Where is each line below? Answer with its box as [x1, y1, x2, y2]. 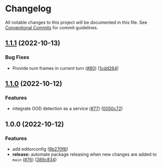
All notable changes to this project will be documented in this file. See [5, 19, 148, 25]
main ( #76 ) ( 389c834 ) [12, 157, 57, 163]
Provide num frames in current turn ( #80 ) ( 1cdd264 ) [12, 65, 119, 71]
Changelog [5, 3, 52, 14]
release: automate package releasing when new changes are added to [12, 152, 157, 157]
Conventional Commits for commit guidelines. [5, 24, 98, 30]
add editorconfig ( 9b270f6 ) [12, 146, 68, 152]
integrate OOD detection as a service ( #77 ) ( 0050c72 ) [12, 106, 123, 111]
